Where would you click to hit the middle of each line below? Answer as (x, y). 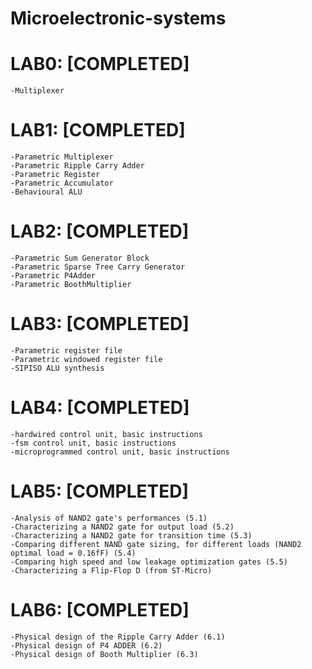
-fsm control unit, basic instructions (93, 443)
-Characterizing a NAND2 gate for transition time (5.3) (131, 535)
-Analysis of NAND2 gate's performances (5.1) (109, 518)
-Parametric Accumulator (62, 183)
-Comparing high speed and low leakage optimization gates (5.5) (149, 562)
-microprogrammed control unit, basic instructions (120, 452)
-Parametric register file (66, 350)
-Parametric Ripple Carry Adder (77, 166)
